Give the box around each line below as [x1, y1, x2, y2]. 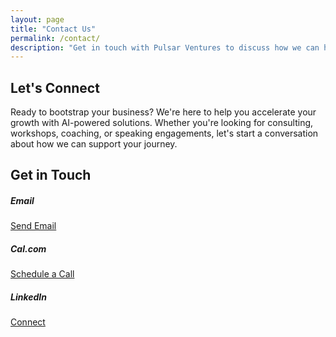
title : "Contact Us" [10, 24, 97, 34]
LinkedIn [10, 291, 47, 303]
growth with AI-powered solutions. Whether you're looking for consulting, [10, 117, 314, 129]
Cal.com [10, 243, 47, 255]
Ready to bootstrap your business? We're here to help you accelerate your [10, 106, 317, 118]
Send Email [10, 220, 57, 232]
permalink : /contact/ [10, 33, 101, 43]
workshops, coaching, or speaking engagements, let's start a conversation [10, 127, 319, 140]
